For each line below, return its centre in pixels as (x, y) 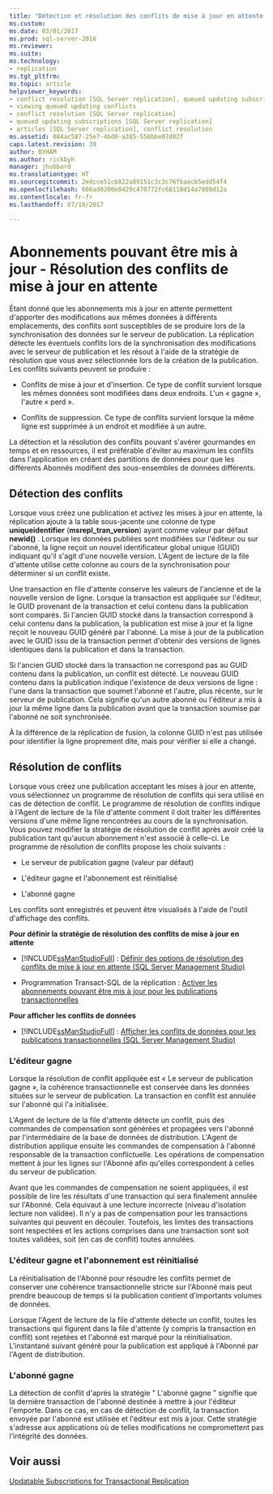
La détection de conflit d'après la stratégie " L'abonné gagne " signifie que (133, 1393)
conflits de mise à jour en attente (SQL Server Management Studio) (133, 967)
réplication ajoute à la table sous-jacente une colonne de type (112, 522)
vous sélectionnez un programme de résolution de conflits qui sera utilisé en (136, 795)
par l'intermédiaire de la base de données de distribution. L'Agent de (124, 1138)
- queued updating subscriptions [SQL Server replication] (111, 122)
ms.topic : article (40, 84)
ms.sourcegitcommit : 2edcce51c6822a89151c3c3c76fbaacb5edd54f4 (118, 182)
